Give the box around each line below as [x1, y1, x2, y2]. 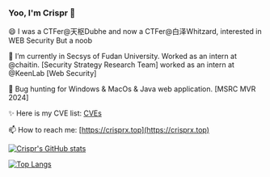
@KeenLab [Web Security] [8, 69, 97, 78]
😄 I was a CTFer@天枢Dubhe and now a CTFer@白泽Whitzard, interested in [8, 27, 262, 36]
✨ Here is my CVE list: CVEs [8, 108, 103, 118]
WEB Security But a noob [8, 36, 93, 45]
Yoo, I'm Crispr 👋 [8, 7, 76, 19]
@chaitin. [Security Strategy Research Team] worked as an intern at [8, 60, 234, 70]
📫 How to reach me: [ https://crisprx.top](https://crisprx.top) [8, 125, 210, 135]
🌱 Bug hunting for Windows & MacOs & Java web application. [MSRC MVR [8, 84, 256, 94]
